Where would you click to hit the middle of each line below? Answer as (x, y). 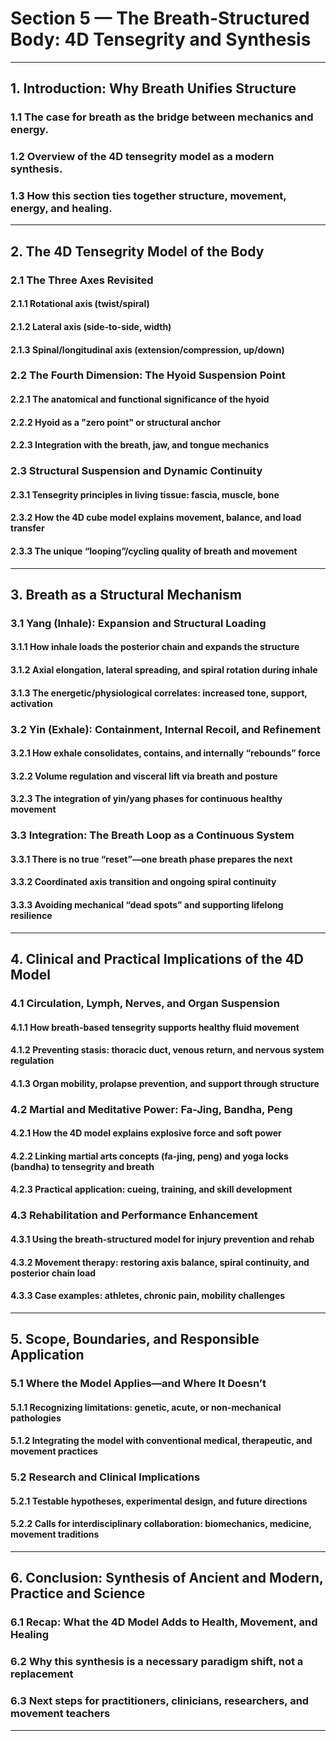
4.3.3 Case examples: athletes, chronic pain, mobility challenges (148, 1296)
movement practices (54, 1451)
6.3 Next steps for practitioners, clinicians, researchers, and (160, 1701)
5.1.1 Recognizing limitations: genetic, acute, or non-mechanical (146, 1407)
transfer (27, 528)
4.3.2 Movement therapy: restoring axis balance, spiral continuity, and (160, 1262)
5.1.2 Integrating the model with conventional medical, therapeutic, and (161, 1441)
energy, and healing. (61, 209)
